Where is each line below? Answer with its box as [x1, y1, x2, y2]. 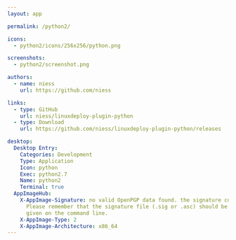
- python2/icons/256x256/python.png [13, 42, 121, 49]
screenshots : [7, 55, 46, 62]
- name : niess [13, 80, 55, 87]
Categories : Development [20, 151, 93, 158]
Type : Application [20, 157, 74, 164]
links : [7, 99, 27, 106]
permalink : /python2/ [7, 22, 71, 30]
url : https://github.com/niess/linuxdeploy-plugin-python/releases [20, 125, 221, 133]
